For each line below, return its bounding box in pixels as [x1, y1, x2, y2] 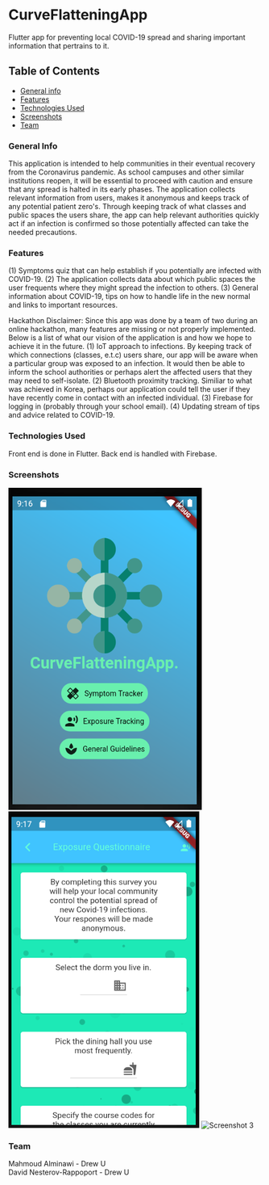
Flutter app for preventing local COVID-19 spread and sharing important [8, 32, 246, 42]
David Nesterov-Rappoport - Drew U [8, 1167, 130, 1177]
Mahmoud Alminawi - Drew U [8, 1159, 106, 1169]
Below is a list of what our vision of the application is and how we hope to [8, 333, 252, 342]
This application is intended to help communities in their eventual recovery [8, 159, 255, 169]
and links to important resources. [8, 300, 118, 310]
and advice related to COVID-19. [8, 410, 115, 420]
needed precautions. [8, 228, 77, 237]
